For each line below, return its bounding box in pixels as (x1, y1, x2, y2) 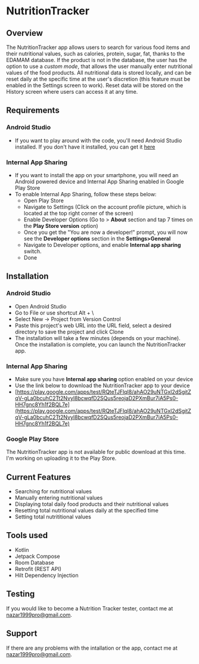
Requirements (6, 106, 60, 116)
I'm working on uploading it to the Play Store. (6, 455, 117, 462)
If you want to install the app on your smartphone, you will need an (14, 171, 179, 178)
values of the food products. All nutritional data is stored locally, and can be (6, 69, 192, 76)
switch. (23, 248, 42, 255)
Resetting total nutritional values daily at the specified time (14, 507, 159, 514)
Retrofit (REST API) (14, 565, 61, 572)
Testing (6, 589, 35, 599)
